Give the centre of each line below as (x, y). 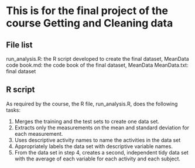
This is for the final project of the (87, 11)
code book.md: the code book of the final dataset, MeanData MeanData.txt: (97, 65)
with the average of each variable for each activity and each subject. (97, 159)
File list (20, 45)
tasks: (13, 110)
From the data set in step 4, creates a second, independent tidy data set (101, 152)
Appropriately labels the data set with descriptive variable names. (93, 146)
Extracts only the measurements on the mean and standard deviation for (102, 128)
